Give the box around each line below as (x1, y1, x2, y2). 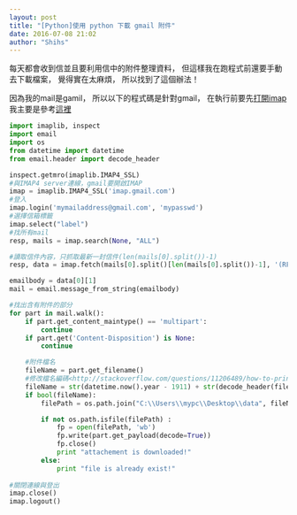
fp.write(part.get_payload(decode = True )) (56, 431, 212, 441)
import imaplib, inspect (9, 121, 101, 131)
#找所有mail (9, 227, 49, 237)
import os (9, 138, 46, 147)
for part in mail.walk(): (9, 309, 104, 318)
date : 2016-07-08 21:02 (9, 29, 97, 38)
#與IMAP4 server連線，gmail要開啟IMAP (9, 179, 143, 188)
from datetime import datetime (9, 146, 125, 155)
